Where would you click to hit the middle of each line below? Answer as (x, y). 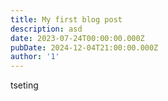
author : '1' (35, 57)
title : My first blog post (66, 19)
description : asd (46, 29)
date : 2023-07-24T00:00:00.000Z (77, 38)
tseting (24, 85)
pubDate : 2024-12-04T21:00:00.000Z (84, 47)
